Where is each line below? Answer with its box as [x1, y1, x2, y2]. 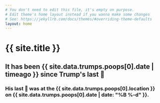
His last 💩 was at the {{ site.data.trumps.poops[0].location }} [5, 85, 156, 92]
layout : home [5, 21, 32, 26]
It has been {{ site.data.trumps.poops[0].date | [5, 62, 154, 71]
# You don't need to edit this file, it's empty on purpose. [5, 7, 135, 12]
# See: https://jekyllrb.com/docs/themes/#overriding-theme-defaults [5, 16, 153, 21]
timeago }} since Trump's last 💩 [5, 70, 105, 79]
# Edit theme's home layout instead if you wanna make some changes [5, 12, 150, 17]
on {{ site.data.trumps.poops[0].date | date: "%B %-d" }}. [5, 91, 149, 98]
